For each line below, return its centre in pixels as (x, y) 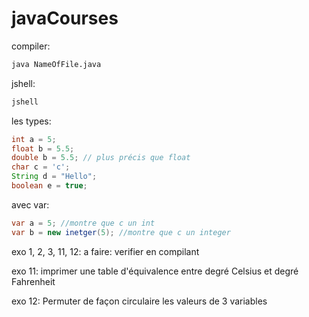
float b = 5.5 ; (43, 148)
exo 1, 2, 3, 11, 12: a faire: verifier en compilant (105, 251)
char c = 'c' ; (41, 167)
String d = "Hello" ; (54, 177)
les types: (31, 121)
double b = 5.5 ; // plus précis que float (101, 158)
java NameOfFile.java (56, 64)
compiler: (31, 46)
